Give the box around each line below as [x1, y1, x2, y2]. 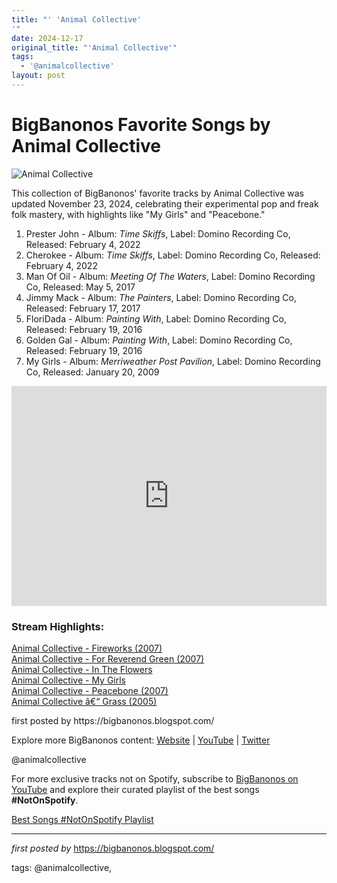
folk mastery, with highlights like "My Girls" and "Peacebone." [11, 208, 266, 220]
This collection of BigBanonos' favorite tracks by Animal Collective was [11, 187, 304, 199]
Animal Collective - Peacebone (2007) [11, 685, 169, 697]
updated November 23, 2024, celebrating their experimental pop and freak [11, 197, 319, 210]
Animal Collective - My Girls [11, 674, 127, 686]
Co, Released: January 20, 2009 [25, 366, 160, 378]
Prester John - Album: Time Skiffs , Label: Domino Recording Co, [25, 227, 291, 240]
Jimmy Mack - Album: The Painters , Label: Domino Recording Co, [25, 291, 298, 303]
